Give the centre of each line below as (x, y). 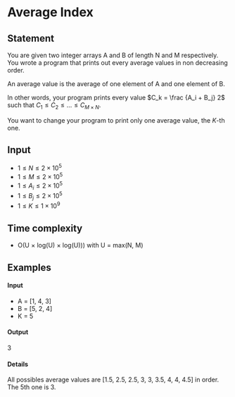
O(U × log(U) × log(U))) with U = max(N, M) (80, 245)
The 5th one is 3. (32, 387)
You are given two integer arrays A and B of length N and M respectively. (113, 55)
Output (18, 332)
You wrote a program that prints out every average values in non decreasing (118, 63)
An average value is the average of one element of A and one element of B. (116, 84)
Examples (29, 268)
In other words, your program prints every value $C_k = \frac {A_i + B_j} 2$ (116, 97)
